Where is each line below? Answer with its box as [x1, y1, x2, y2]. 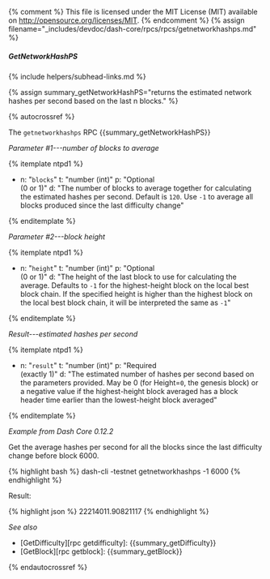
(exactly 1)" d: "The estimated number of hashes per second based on [19, 369, 255, 379]
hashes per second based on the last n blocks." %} [8, 96, 179, 105]
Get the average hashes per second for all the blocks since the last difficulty [8, 442, 263, 452]
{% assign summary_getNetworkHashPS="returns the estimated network [8, 87, 252, 96]
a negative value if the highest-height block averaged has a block [19, 386, 238, 396]
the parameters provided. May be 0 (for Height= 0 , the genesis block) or [19, 377, 259, 388]
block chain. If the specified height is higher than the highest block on [19, 289, 253, 298]
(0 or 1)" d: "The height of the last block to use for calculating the [19, 272, 237, 281]
